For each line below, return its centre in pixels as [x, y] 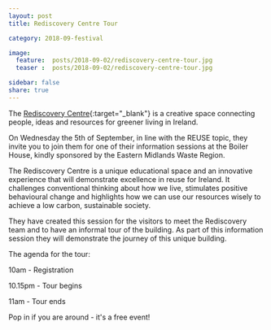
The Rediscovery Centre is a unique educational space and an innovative [131, 171]
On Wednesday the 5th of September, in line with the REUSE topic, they [128, 137]
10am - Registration [41, 270]
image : [20, 53]
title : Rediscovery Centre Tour [63, 24]
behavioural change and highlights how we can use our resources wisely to [135, 197]
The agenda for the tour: [50, 254]
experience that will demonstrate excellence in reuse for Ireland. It [119, 179]
